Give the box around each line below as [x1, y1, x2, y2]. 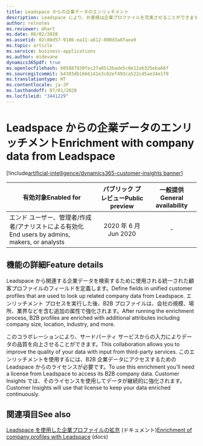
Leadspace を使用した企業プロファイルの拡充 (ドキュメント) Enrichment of [6, 427, 192, 434]
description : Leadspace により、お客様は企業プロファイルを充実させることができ [6, 15, 190, 21]
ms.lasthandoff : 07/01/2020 [6, 88, 77, 94]
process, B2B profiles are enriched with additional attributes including [6, 314, 180, 321]
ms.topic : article [6, 43, 53, 49]
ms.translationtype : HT [6, 76, 66, 82]
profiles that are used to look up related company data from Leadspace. [6, 292, 185, 299]
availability [155, 201, 188, 209]
